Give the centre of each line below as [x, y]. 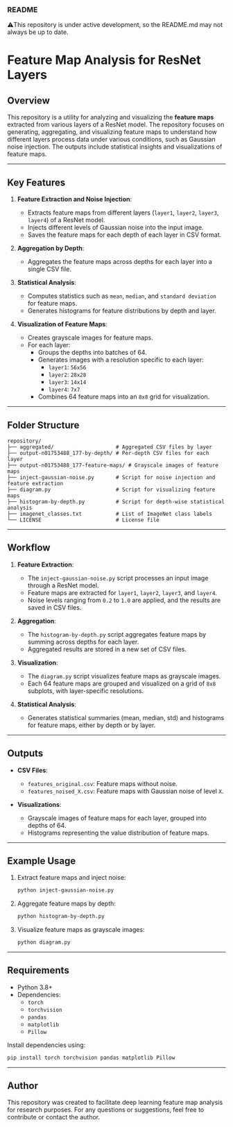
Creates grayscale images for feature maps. [90, 337]
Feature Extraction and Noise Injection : [75, 199]
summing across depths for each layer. [83, 642]
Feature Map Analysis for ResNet [104, 60]
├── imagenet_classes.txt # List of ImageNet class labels [110, 514]
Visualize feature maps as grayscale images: [81, 930]
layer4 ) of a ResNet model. [66, 220]
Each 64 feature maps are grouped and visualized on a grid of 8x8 [122, 683]
